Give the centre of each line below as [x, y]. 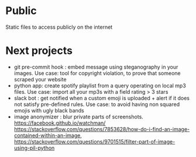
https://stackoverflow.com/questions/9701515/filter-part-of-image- [94, 141]
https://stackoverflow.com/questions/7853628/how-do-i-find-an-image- [102, 129]
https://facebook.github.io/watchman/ [60, 123]
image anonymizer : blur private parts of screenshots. [79, 117]
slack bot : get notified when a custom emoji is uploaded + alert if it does [102, 98]
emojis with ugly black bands [49, 110]
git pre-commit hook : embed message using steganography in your [96, 67]
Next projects [39, 51]
